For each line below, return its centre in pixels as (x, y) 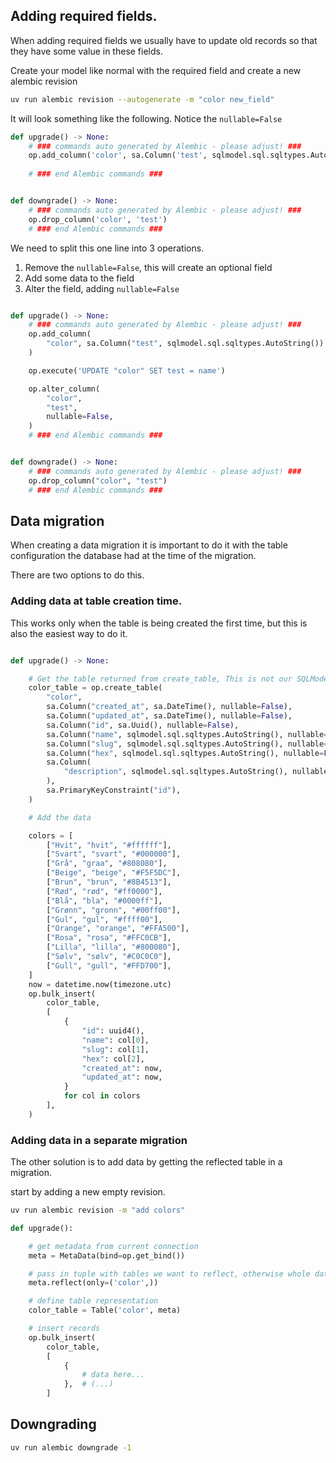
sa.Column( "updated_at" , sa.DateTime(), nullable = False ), (169, 716)
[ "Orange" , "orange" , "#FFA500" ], (118, 929)
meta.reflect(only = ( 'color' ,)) (93, 1283)
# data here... (113, 1375)
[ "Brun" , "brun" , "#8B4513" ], (109, 882)
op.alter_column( (64, 389)
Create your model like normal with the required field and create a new (156, 70)
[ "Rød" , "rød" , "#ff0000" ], (104, 891)
